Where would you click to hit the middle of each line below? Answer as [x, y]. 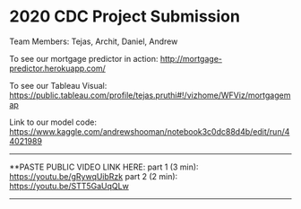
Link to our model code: [53, 122]
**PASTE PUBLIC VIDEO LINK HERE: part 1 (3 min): [104, 167]
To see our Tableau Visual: [58, 85]
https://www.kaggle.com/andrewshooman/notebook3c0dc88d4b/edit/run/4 [150, 131]
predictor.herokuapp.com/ [57, 68]
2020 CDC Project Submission [125, 17]
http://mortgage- [191, 58]
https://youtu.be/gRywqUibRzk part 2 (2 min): [94, 176]
